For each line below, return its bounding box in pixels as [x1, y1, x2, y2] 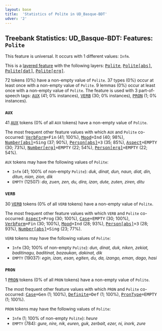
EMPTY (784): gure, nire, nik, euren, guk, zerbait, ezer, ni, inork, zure [12, 321, 146, 327]
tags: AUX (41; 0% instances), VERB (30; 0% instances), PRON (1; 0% [21, 93, 157, 99]
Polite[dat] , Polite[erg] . [5, 68, 65, 74]
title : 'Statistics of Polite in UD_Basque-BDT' [5, 12, 108, 17]
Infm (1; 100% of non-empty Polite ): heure [12, 315, 98, 321]
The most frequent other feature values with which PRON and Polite [5, 286, 139, 292]
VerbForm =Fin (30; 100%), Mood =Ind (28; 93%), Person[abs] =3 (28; [5, 220, 149, 226]
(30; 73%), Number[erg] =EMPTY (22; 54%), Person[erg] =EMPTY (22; [5, 145, 148, 150]
